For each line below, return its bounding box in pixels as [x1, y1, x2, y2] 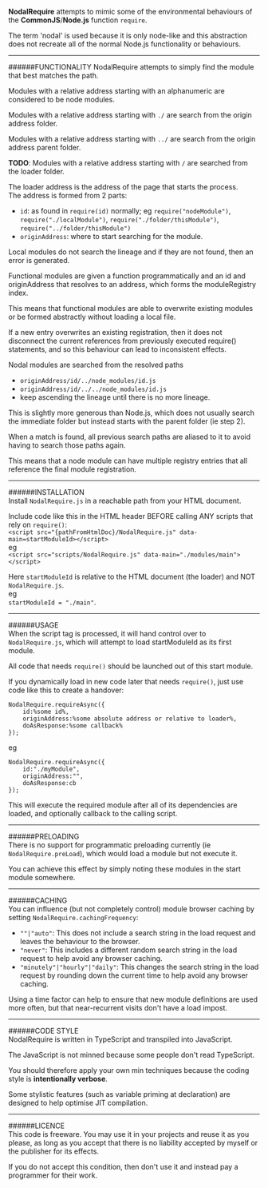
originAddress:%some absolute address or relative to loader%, [22, 715, 238, 723]
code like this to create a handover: [8, 685, 124, 695]
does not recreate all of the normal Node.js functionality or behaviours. [8, 39, 242, 49]
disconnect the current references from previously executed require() [8, 336, 237, 345]
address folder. [8, 119, 58, 128]
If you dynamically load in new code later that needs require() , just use [8, 677, 244, 686]
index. [8, 288, 29, 297]
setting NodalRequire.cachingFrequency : [8, 913, 139, 922]
